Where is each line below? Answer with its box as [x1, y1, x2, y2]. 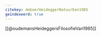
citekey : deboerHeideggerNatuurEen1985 [5, 7, 88, 12]
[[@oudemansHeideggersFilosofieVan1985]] [5, 25, 96, 31]
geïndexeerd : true [5, 12, 43, 17]
